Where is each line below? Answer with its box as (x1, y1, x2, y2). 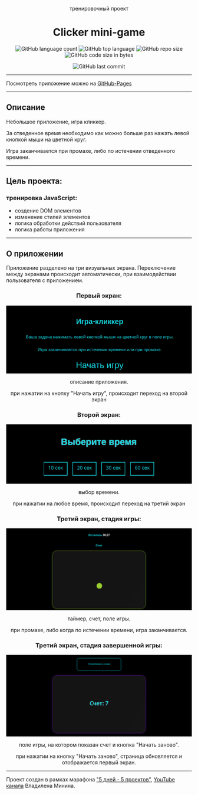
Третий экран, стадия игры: (57, 515, 141, 523)
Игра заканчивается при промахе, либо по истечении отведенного (6, 147, 176, 154)
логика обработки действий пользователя (14, 220, 122, 227)
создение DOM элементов (14, 207, 81, 214)
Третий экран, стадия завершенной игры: (35, 641, 163, 649)
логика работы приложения (14, 226, 85, 233)
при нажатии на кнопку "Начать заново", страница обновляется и (15, 753, 183, 760)
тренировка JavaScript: (6, 194, 78, 202)
